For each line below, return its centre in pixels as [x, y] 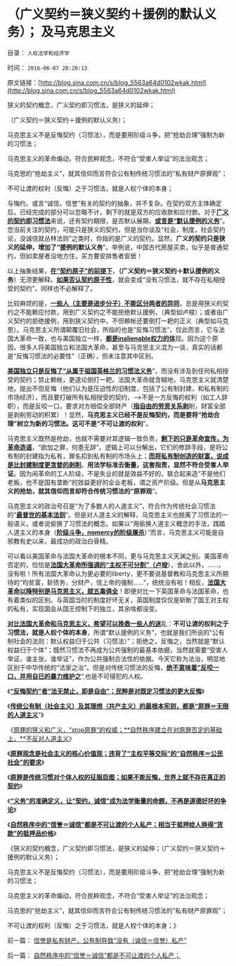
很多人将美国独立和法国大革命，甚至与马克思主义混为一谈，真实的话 [118, 347]
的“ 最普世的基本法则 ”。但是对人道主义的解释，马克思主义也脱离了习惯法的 [115, 515]
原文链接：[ [24, 82]
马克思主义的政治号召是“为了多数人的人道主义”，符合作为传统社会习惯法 [112, 505]
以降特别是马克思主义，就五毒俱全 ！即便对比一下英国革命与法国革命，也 [124, 591]
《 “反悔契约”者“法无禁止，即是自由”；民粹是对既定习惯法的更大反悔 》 [106, 691]
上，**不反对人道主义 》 [41, 739]
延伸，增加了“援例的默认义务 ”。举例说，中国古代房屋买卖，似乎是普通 [121, 247]
